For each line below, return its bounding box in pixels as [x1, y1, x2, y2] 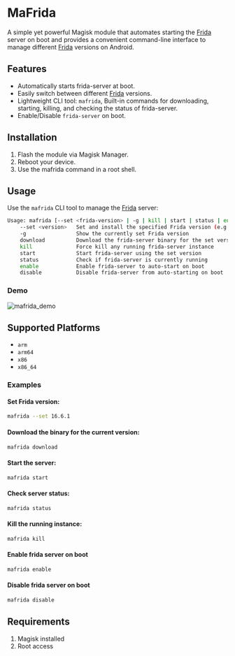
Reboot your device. [17, 157, 76, 166]
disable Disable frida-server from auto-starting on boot [20, 269, 224, 277]
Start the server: [7, 459, 57, 467]
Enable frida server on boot [7, 551, 89, 559]
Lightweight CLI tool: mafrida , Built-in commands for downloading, [17, 96, 209, 105]
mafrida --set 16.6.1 [7, 413, 71, 420]
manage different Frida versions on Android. [7, 43, 134, 51]
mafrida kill [7, 535, 45, 542]
